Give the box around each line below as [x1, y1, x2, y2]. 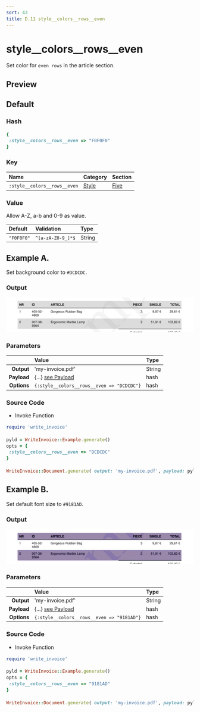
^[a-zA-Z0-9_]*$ [35, 235, 76, 241]
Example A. [6, 253, 49, 263]
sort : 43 [6, 10, 28, 15]
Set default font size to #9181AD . [6, 500, 83, 507]
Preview [6, 79, 37, 89]
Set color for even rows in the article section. [6, 62, 115, 69]
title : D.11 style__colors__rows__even [6, 15, 105, 22]
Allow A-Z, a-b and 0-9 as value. [6, 212, 86, 219]
